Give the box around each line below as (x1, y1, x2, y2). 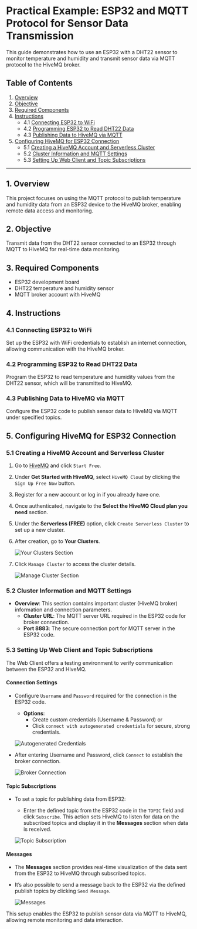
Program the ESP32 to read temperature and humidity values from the (6, 374, 175, 381)
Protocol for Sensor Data (6, 16, 129, 30)
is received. (23, 825, 52, 833)
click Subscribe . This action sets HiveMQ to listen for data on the (23, 813, 179, 820)
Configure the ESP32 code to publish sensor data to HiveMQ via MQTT (6, 408, 178, 415)
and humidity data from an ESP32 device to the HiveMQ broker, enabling (6, 201, 182, 208)
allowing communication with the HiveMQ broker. (6, 345, 125, 352)
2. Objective (6, 224, 52, 234)
